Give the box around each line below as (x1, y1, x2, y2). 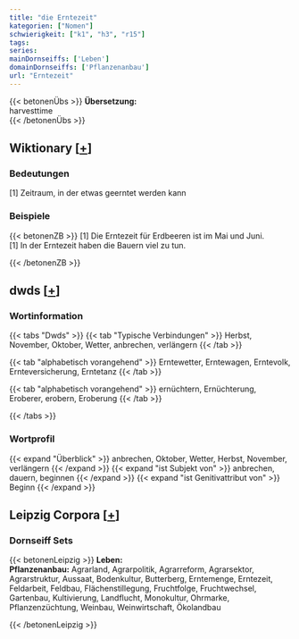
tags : (9, 38, 29, 47)
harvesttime (9, 105, 54, 116)
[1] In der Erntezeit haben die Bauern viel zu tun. (9, 240, 187, 250)
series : (9, 46, 38, 55)
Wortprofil (9, 433, 55, 445)
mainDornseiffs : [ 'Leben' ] (9, 55, 110, 63)
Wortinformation (9, 310, 83, 323)
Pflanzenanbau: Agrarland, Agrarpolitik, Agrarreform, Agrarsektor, (9, 564, 254, 575)
